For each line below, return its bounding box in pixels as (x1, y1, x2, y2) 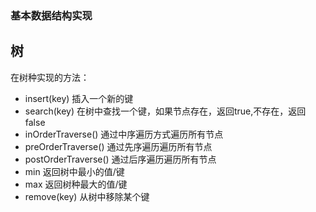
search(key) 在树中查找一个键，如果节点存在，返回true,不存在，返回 (24, 105, 307, 117)
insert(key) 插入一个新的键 (24, 92, 134, 104)
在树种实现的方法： (10, 71, 90, 83)
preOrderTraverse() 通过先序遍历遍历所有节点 (24, 140, 213, 152)
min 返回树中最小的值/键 (24, 165, 125, 177)
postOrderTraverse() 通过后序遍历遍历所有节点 (24, 153, 217, 165)
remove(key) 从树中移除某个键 (24, 190, 150, 202)
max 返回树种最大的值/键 (24, 178, 128, 190)
